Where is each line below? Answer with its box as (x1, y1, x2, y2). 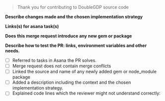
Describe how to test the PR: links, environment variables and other (5, 43, 147, 49)
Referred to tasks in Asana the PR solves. (12, 57, 97, 63)
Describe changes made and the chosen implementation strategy (5, 14, 143, 19)
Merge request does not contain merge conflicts (12, 63, 111, 69)
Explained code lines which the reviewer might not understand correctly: (12, 90, 161, 96)
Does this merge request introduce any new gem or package (5, 33, 132, 39)
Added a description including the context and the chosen (12, 79, 131, 86)
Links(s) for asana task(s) (5, 23, 59, 29)
